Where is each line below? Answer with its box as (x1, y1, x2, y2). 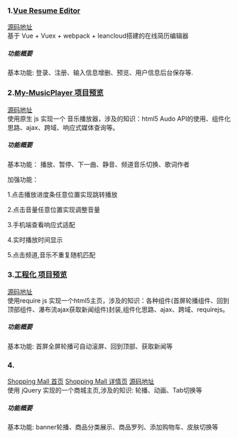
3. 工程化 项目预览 (7, 270, 67, 280)
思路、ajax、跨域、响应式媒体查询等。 (7, 123, 119, 131)
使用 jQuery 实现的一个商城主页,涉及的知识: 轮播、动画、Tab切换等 (7, 386, 202, 395)
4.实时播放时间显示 (7, 235, 63, 243)
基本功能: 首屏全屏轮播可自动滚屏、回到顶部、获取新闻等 (7, 341, 173, 350)
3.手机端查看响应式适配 (7, 220, 76, 229)
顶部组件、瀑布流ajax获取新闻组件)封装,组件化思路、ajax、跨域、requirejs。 (7, 305, 229, 314)
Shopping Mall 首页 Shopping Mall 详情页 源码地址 (7, 377, 155, 385)
